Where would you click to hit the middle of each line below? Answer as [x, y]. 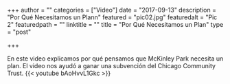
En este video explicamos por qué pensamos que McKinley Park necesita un [115, 59]
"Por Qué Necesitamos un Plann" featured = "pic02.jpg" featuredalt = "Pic [112, 17]
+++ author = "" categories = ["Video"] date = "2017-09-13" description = [112, 10]
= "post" [19, 32]
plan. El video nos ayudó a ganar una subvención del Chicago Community [112, 66]
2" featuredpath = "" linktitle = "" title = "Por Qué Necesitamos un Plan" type [115, 24]
